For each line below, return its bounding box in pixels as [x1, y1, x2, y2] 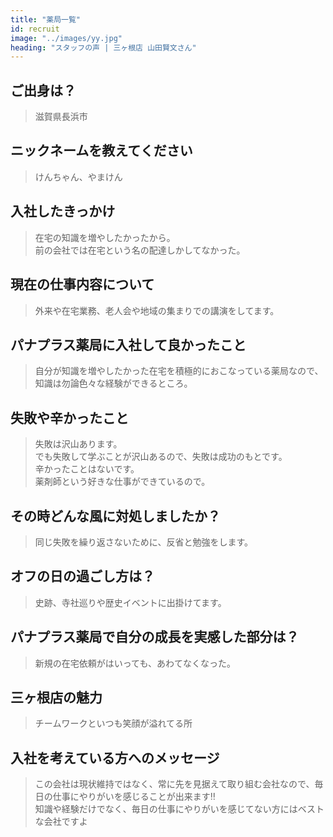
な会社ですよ [34, 816, 88, 828]
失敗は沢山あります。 [34, 438, 123, 450]
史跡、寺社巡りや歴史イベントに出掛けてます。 [34, 596, 227, 608]
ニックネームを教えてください [10, 142, 193, 160]
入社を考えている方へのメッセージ [10, 749, 220, 766]
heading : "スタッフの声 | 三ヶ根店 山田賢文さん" [10, 42, 197, 53]
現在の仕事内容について [10, 276, 155, 293]
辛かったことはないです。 [34, 463, 140, 475]
